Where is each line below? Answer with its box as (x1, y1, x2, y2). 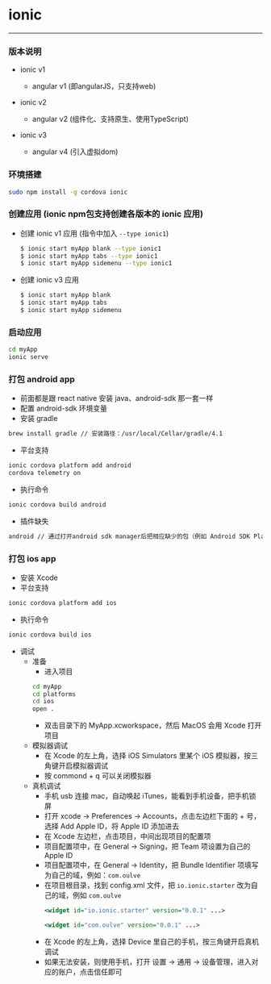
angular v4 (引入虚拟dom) (31, 147, 119, 156)
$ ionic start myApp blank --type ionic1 (19, 244, 162, 252)
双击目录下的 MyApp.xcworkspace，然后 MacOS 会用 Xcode (44, 720, 246, 731)
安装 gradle (19, 414, 58, 423)
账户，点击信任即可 (58, 966, 123, 977)
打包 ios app (8, 552, 56, 564)
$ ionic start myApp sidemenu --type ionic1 (19, 260, 173, 268)
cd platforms (31, 690, 77, 698)
